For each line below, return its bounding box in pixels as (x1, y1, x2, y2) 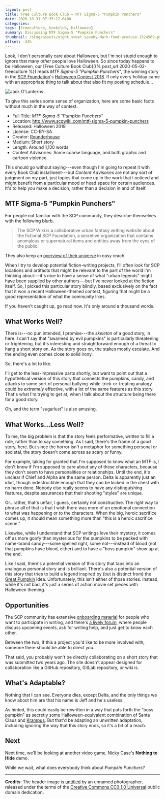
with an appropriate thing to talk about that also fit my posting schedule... (5, 79, 153, 85)
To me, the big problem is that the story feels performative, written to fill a (5, 433, 154, 439)
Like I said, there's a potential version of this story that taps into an (5, 561, 140, 566)
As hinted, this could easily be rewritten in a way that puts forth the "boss (5, 706, 154, 712)
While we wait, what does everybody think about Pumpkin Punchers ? (5, 765, 145, 770)
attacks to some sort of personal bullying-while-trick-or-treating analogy (5, 381, 152, 387)
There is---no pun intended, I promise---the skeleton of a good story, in (5, 331, 151, 336)
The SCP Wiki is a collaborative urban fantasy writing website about (17, 227, 155, 233)
